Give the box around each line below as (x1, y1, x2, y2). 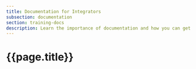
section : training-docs (6, 19, 65, 25)
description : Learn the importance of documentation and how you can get (6, 25, 191, 31)
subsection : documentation (6, 14, 72, 20)
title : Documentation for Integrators (6, 8, 101, 15)
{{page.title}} (6, 51, 74, 64)
